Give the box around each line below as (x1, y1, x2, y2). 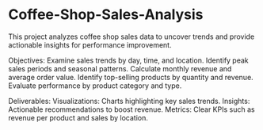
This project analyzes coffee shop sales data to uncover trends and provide (8, 32, 255, 41)
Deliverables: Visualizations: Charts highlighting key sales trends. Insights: (8, 96, 250, 105)
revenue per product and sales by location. (8, 113, 148, 122)
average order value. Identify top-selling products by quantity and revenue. (8, 72, 253, 82)
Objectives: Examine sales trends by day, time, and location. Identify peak (8, 55, 250, 65)
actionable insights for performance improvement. (8, 40, 172, 49)
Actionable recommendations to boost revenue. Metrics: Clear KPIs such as (8, 105, 255, 114)
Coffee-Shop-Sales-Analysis (8, 6, 204, 24)
